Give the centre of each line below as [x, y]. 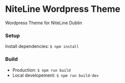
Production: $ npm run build [41, 70]
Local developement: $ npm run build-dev [56, 75]
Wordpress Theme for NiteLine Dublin [44, 23]
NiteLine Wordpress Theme [63, 9]
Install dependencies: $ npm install [42, 46]
